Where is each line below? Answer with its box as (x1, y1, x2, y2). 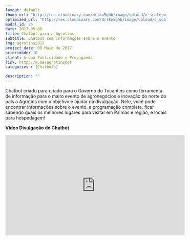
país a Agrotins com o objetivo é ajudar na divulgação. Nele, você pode (5, 99, 156, 105)
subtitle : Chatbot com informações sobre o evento (5, 36, 116, 41)
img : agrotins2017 (5, 41, 45, 46)
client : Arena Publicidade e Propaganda (5, 55, 93, 60)
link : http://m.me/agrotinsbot (5, 60, 72, 65)
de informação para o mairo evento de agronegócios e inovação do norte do (5, 93, 166, 99)
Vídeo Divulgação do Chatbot (5, 125, 70, 131)
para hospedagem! (5, 115, 45, 121)
